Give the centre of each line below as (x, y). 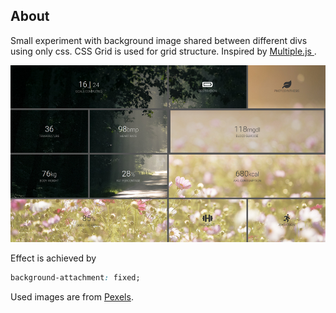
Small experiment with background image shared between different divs (159, 40)
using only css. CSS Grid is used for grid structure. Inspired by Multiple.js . (163, 51)
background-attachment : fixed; (75, 278)
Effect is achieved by (53, 258)
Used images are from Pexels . (72, 297)
